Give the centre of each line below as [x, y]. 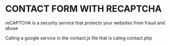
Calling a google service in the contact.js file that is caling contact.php [79, 38]
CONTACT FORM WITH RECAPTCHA [83, 9]
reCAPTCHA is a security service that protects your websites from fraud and [85, 23]
